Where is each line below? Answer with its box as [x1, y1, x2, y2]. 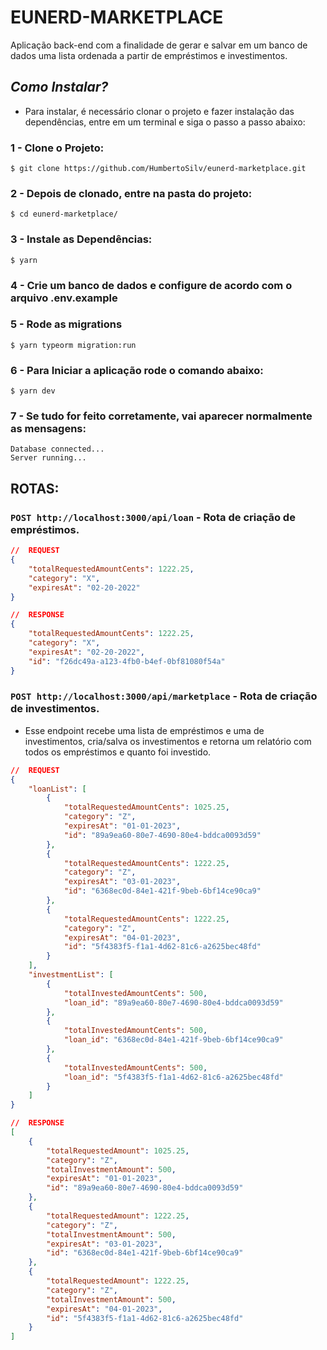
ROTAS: [10, 480, 60, 497]
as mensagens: [10, 422, 87, 436]
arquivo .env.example [10, 291, 118, 305]
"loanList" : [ [28, 784, 87, 794]
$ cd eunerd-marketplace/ [10, 209, 118, 220]
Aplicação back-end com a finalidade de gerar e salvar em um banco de [10, 39, 308, 51]
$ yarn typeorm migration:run [10, 340, 137, 350]
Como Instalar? [10, 79, 109, 96]
